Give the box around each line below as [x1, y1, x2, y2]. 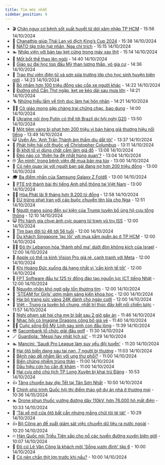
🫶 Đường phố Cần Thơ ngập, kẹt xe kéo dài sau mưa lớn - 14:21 [12, 87, 140, 93]
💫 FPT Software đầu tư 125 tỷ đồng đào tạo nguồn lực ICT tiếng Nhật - [12, 275, 155, 281]
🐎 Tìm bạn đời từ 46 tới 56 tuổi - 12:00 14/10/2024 [12, 228, 114, 234]
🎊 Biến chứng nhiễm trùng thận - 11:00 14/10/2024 [12, 358, 114, 364]
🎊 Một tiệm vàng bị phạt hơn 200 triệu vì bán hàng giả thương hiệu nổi [12, 126, 155, 132]
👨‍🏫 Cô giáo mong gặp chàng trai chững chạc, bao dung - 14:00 [12, 105, 141, 111]
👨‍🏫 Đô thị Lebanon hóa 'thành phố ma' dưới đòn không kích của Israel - [12, 244, 158, 250]
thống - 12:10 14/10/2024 [12, 213, 63, 218]
